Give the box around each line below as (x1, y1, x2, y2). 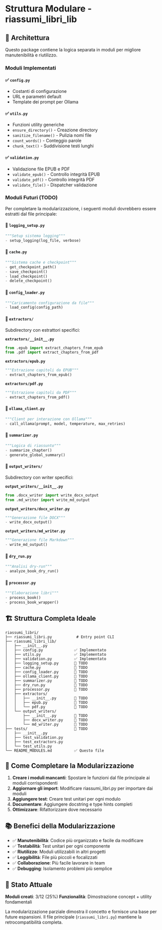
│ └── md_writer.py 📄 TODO (5, 722, 88, 727)
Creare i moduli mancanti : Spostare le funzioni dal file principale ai (12, 775, 150, 781)
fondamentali (5, 899, 32, 905)
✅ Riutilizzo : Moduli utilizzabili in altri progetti (12, 849, 106, 855)
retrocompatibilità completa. (5, 920, 63, 926)
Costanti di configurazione (12, 88, 67, 94)
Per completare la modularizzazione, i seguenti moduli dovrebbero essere (5, 205, 157, 211)
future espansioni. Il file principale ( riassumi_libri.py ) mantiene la (5, 914, 142, 920)
